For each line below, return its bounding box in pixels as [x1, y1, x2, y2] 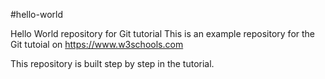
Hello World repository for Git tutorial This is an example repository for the [10, 28, 316, 39]
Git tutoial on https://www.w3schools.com [10, 39, 184, 50]
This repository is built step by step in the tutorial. [10, 58, 215, 69]
